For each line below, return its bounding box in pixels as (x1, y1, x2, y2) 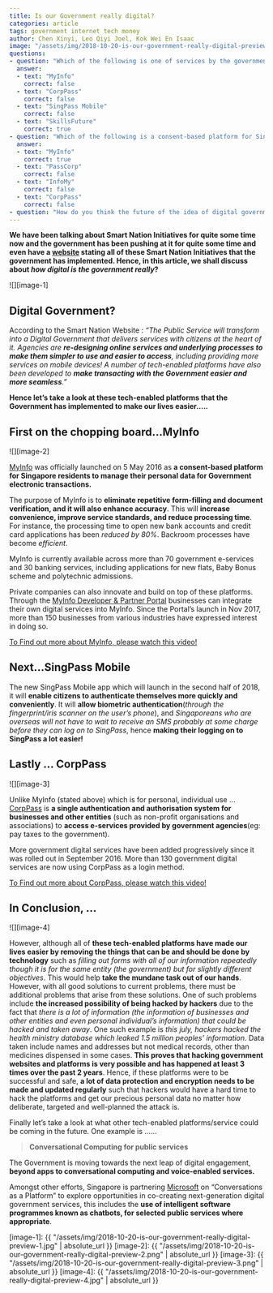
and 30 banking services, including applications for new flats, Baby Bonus (9, 563, 257, 572)
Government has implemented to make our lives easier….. (9, 402, 209, 411)
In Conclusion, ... (9, 901, 97, 915)
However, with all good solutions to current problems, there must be (9, 982, 236, 991)
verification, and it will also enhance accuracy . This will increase (9, 504, 230, 513)
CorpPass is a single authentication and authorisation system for (9, 803, 232, 813)
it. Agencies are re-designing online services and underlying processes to (9, 342, 263, 353)
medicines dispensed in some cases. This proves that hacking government (9, 1050, 264, 1060)
